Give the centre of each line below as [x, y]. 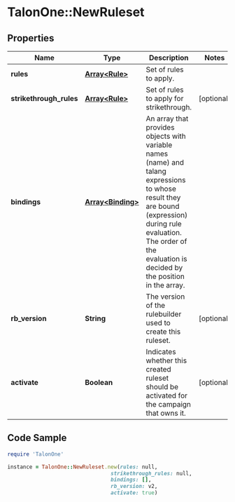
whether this [166, 360]
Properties [31, 38]
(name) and [165, 162]
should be [162, 387]
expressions [166, 180]
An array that [167, 118]
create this [163, 332]
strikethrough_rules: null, [151, 473]
